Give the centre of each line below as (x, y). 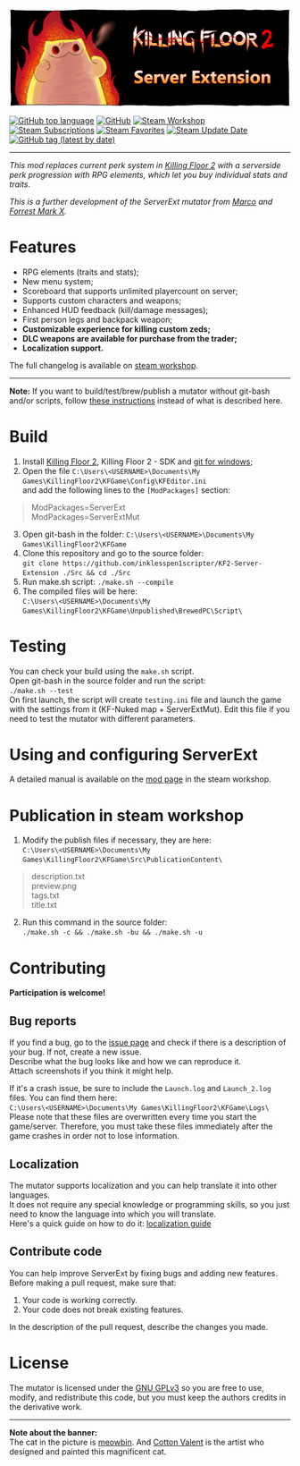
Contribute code (56, 1252)
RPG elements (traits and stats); (80, 272)
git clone (41, 564)
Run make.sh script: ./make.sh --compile (98, 581)
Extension (41, 572)
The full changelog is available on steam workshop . (104, 365)
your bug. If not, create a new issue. (75, 1052)
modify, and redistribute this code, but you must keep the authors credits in (148, 1397)
